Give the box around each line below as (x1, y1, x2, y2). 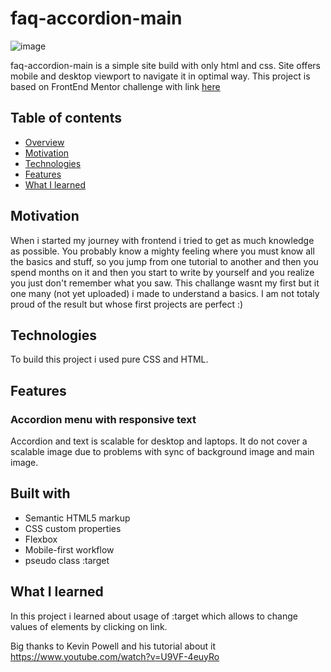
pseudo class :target (24, 554, 110, 566)
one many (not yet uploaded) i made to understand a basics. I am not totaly (10, 287, 320, 299)
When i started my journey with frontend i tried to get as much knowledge (10, 234, 315, 246)
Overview (24, 136, 65, 148)
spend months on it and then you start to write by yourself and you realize (10, 266, 315, 278)
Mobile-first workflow (24, 543, 115, 556)
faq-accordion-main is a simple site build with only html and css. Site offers (10, 59, 321, 71)
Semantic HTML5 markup (24, 512, 131, 524)
